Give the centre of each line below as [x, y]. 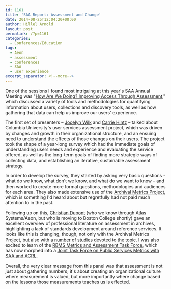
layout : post [19, 29]
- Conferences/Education [36, 43]
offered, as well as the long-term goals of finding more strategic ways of [81, 155]
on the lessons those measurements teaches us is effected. [68, 282]
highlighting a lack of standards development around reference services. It [83, 229]
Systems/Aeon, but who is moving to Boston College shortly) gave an [78, 218]
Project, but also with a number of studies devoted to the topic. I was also [82, 240]
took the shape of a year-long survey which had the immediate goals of [80, 144]
